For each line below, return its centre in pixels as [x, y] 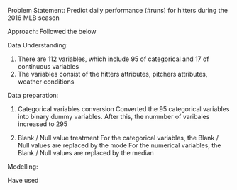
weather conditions [46, 82]
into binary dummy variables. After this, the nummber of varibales [114, 117]
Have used [23, 180]
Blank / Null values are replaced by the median [86, 153]
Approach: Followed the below [52, 32]
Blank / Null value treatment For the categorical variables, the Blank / [118, 138]
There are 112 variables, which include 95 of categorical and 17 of [113, 59]
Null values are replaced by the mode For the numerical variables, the [119, 145]
